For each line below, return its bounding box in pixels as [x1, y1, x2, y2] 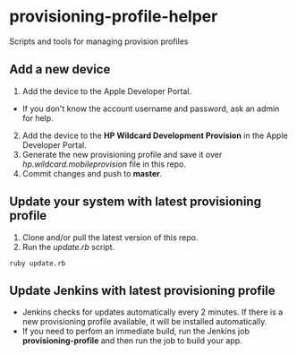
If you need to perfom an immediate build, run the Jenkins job [21, 325, 250, 337]
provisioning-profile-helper [9, 6, 218, 27]
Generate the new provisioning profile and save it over [21, 149, 223, 160]
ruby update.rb [9, 258, 66, 268]
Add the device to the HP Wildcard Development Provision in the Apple [21, 130, 288, 141]
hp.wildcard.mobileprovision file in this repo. [21, 159, 186, 169]
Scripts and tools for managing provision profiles [9, 36, 190, 47]
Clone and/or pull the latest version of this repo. [21, 231, 199, 243]
